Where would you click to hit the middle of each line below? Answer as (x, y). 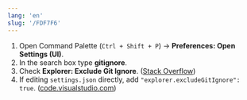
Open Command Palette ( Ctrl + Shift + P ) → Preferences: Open (127, 45)
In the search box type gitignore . (73, 62)
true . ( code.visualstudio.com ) (68, 87)
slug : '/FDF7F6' (34, 23)
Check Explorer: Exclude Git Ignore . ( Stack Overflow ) (107, 71)
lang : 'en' (25, 15)
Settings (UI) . (41, 54)
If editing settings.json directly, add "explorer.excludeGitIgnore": (129, 79)
